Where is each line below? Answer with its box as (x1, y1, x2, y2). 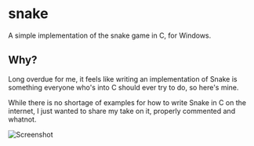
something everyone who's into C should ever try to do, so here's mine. (8, 82, 239, 92)
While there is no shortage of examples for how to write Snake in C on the (8, 97, 247, 107)
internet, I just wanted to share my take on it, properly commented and (8, 106, 236, 115)
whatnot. (8, 115, 37, 124)
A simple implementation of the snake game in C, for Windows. (8, 31, 212, 40)
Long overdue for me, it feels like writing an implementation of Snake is (8, 74, 238, 83)
